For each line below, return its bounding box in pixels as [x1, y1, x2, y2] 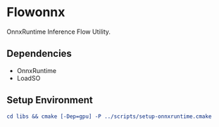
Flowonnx [6, 4, 65, 20]
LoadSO [16, 74, 41, 82]
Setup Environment [6, 94, 93, 106]
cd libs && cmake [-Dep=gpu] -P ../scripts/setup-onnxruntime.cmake [6, 113, 212, 120]
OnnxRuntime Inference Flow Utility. [6, 27, 111, 36]
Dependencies [6, 48, 72, 60]
